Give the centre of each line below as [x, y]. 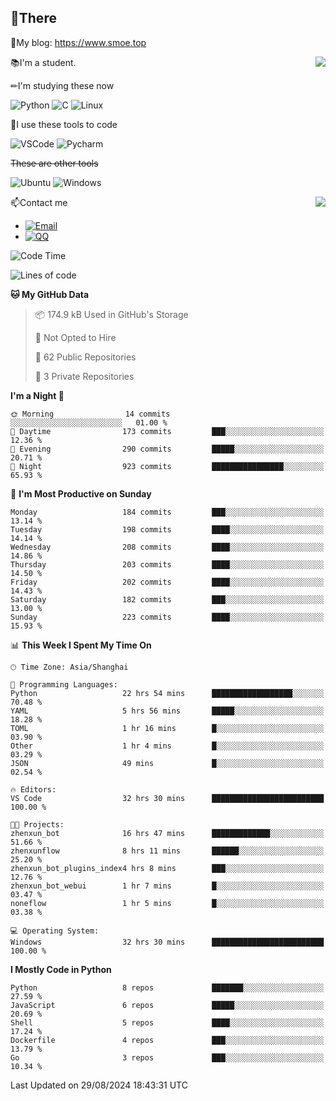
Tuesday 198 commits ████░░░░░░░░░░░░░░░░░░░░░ [167, 529]
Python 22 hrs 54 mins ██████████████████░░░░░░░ [167, 693]
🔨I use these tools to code [64, 124]
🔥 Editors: [33, 789]
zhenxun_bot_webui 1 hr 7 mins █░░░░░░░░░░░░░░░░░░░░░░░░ [167, 886]
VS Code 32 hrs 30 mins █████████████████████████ [167, 798]
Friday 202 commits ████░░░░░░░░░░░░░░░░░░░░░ [167, 582]
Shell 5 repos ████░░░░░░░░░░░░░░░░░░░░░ [167, 1022]
